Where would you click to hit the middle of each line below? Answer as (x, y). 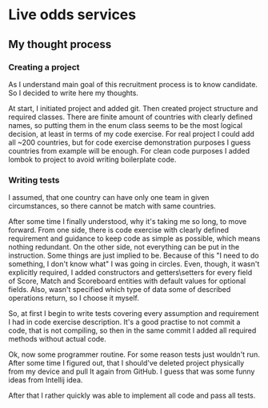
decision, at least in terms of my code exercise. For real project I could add (131, 134)
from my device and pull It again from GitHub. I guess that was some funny (132, 372)
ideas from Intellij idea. (46, 380)
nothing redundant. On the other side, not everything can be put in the (124, 247)
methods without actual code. (57, 339)
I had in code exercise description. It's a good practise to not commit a (124, 322)
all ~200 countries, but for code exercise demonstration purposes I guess (130, 142)
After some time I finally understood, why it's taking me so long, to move (128, 222)
